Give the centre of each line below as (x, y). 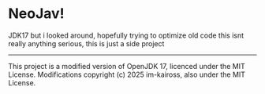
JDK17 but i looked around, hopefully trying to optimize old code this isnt (126, 35)
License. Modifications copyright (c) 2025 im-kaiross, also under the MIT (127, 74)
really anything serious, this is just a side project (86, 43)
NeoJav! (36, 14)
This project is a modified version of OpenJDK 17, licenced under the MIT (127, 66)
